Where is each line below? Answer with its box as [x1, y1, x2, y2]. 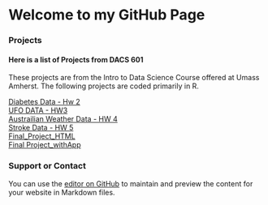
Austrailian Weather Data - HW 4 [8, 114, 118, 124]
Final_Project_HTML [8, 131, 76, 141]
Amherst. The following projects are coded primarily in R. [8, 81, 199, 91]
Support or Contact [8, 160, 87, 172]
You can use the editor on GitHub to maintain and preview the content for [8, 178, 253, 188]
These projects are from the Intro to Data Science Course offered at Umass [8, 73, 260, 83]
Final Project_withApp [8, 140, 81, 150]
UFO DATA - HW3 [8, 105, 68, 115]
